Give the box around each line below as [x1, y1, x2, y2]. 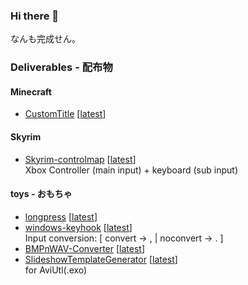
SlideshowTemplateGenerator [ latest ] [24, 253, 178, 265]
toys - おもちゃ [10, 188, 73, 200]
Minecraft [10, 85, 52, 98]
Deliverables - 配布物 [10, 60, 113, 74]
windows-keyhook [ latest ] [24, 221, 133, 233]
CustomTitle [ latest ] [24, 108, 107, 120]
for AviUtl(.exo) [24, 264, 88, 276]
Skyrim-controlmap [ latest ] [24, 153, 137, 165]
